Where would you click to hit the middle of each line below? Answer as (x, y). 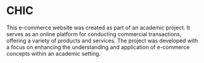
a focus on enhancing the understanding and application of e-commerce (98, 47)
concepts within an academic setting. (54, 53)
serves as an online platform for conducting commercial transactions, (94, 34)
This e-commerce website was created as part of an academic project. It (98, 28)
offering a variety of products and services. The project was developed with (102, 40)
